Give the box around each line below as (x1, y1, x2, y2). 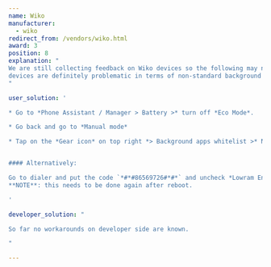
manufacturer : (8, 19, 56, 27)
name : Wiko (8, 11, 45, 20)
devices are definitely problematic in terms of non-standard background (8, 72, 262, 80)
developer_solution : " (8, 211, 85, 219)
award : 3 (8, 42, 38, 50)
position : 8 (8, 49, 48, 57)
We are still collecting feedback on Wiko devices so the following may (8, 65, 258, 73)
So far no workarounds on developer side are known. (8, 225, 190, 233)
